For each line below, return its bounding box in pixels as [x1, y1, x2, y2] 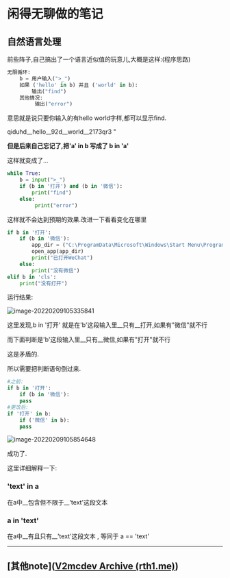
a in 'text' [7, 516, 39, 525]
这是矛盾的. [7, 350, 40, 359]
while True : [7, 170, 41, 177]
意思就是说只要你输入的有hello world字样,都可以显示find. [7, 114, 167, 122]
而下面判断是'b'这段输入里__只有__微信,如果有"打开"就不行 [7, 335, 171, 344]
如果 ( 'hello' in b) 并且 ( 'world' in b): [19, 82, 138, 88]
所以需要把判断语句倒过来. [7, 365, 81, 373]
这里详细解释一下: [7, 464, 57, 472]
